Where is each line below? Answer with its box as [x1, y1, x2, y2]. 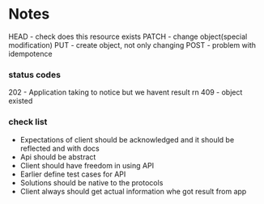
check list [8, 117, 48, 128]
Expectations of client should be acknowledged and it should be [19, 134, 235, 144]
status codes [8, 69, 61, 80]
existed [8, 96, 33, 106]
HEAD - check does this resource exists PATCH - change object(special [8, 32, 248, 41]
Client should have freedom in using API [19, 160, 155, 170]
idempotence [8, 49, 53, 58]
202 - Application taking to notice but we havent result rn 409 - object [8, 87, 243, 97]
